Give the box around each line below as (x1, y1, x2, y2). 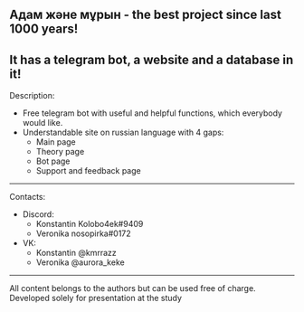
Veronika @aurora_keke (35, 257, 125, 268)
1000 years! (9, 22, 79, 37)
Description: (9, 90, 55, 101)
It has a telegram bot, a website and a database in (9, 52, 294, 67)
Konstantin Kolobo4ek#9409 (35, 219, 144, 230)
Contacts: (9, 192, 46, 203)
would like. (22, 118, 63, 128)
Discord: (22, 209, 54, 220)
